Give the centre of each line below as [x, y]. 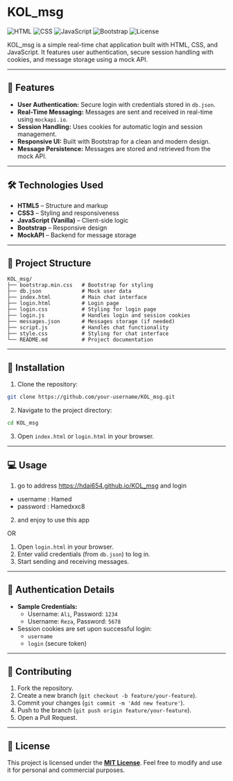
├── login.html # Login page [63, 303]
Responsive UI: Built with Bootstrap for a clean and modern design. [114, 141]
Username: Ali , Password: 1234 [72, 614]
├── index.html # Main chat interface [77, 298]
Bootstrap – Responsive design [62, 228]
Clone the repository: [48, 384]
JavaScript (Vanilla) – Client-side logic [73, 220]
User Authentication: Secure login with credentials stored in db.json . [116, 104]
